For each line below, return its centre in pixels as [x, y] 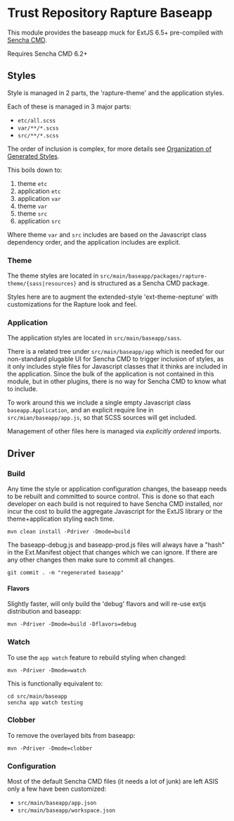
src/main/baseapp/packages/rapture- [154, 276]
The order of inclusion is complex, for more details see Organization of [110, 149]
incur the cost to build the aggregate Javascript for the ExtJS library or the [115, 512]
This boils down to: [35, 170]
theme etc [32, 183]
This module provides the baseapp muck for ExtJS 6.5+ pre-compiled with [115, 32]
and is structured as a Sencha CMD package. [144, 283]
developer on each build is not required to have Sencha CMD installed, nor [115, 504]
